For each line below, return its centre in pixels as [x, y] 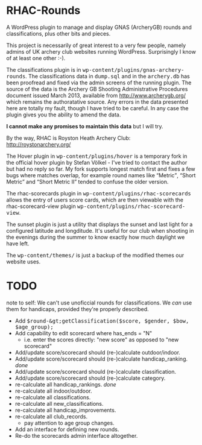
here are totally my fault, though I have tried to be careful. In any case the [97, 108]
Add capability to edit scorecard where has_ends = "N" [84, 333]
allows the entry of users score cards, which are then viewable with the [95, 200]
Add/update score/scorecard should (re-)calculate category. [90, 378]
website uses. [24, 261]
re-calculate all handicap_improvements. [65, 410]
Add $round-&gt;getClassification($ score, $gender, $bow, [102, 321]
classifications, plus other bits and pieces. [58, 33]
